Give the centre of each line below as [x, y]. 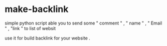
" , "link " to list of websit [30, 28]
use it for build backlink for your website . [48, 38]
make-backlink [37, 9]
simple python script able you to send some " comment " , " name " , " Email [83, 23]
